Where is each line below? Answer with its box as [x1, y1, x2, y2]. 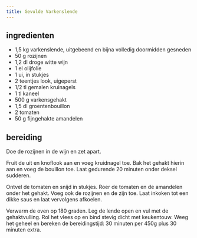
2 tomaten [14, 109, 40, 116]
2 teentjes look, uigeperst [14, 77, 77, 84]
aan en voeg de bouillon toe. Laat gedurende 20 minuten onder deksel [6, 166, 177, 173]
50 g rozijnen [14, 53, 47, 60]
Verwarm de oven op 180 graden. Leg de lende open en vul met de [6, 207, 169, 214]
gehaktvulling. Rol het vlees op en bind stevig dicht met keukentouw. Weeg [6, 214, 189, 221]
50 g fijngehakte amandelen [14, 115, 83, 122]
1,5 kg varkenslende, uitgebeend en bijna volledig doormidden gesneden [14, 46, 192, 53]
